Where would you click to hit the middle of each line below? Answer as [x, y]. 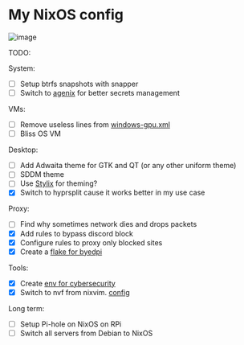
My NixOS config [66, 15]
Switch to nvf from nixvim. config [75, 292]
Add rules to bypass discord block [77, 233]
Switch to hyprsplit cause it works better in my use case [112, 193]
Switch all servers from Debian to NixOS [86, 333]
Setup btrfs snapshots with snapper [79, 84]
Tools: [18, 268]
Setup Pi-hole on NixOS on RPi [71, 324]
